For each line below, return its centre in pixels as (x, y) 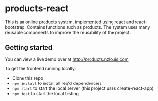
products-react (37, 8)
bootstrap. (15, 27)
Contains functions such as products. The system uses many (88, 27)
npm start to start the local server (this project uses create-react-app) (83, 88)
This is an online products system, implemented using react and (69, 22)
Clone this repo (27, 78)
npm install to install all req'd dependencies (57, 83)
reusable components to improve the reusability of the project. (68, 32)
